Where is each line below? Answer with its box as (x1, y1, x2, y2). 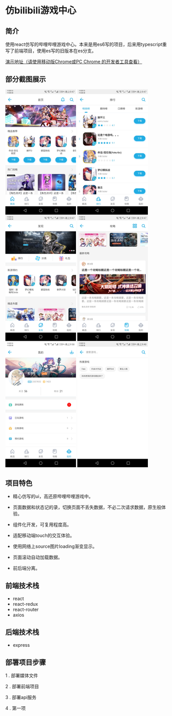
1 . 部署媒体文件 (5, 672, 39, 679)
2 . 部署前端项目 (5, 683, 40, 690)
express (12, 642, 30, 648)
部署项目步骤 (5, 658, 46, 667)
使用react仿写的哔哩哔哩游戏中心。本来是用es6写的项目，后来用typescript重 (5, 42, 167, 47)
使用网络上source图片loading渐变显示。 (12, 543, 98, 549)
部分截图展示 (5, 75, 46, 84)
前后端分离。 (12, 565, 40, 571)
